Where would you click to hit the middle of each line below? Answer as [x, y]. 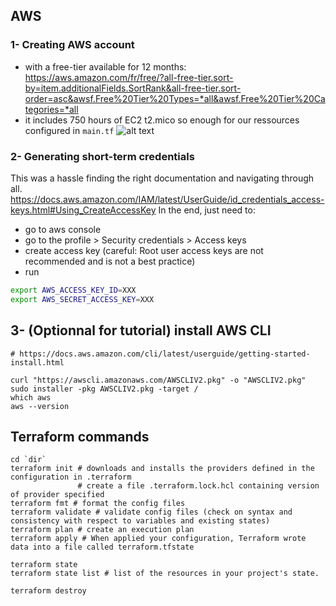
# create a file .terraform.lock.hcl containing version [198, 486]
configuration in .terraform [71, 477]
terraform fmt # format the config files [98, 504]
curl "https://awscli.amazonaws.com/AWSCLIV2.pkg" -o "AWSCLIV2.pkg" [158, 380]
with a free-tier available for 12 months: [105, 66]
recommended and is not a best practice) [110, 261]
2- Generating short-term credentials [102, 156]
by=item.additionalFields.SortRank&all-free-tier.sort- [133, 88]
